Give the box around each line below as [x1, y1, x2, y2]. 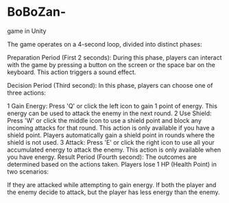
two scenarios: [7, 167, 49, 176]
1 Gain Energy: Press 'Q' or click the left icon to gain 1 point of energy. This [7, 101, 218, 110]
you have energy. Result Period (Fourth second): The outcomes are [7, 152, 197, 161]
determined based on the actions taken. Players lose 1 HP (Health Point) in [7, 160, 217, 168]
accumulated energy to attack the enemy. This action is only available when [7, 145, 221, 154]
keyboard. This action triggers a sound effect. [7, 68, 136, 76]
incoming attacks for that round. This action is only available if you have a [7, 123, 215, 132]
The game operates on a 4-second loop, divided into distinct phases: [7, 40, 202, 48]
